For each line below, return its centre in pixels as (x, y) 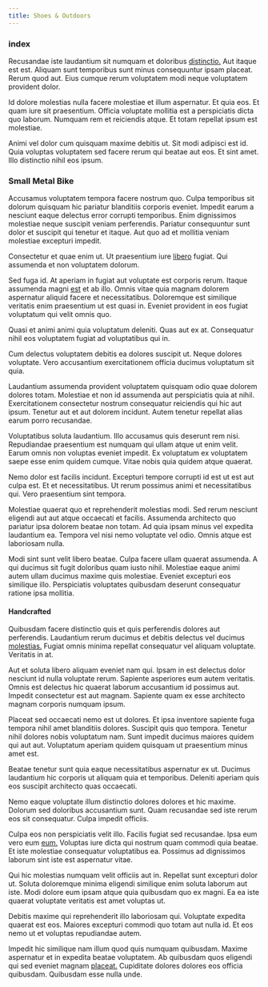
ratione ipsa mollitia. (41, 593)
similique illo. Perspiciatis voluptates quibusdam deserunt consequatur (125, 584)
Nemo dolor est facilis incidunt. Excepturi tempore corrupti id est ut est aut (131, 477)
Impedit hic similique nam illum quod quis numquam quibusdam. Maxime (128, 949)
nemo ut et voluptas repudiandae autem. (75, 933)
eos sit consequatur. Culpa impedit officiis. (79, 819)
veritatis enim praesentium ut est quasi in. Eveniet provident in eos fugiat (128, 306)
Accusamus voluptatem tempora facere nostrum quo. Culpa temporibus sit (131, 199)
